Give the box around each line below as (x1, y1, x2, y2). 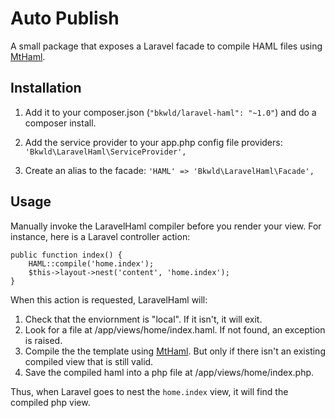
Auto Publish (10, 7, 120, 30)
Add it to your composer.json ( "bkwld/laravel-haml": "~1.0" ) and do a (24, 106, 317, 118)
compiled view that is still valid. (24, 355, 154, 367)
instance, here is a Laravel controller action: (10, 230, 191, 242)
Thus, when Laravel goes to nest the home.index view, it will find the (10, 385, 289, 397)
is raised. (24, 334, 63, 346)
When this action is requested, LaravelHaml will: (10, 293, 208, 306)
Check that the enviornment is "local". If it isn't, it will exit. (24, 313, 263, 325)
